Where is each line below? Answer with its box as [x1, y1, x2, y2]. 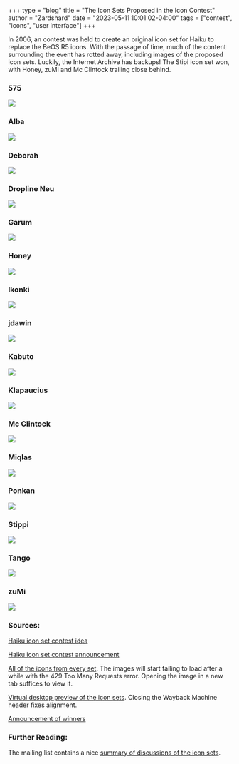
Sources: [8, 620, 41, 630]
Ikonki [8, 285, 30, 295]
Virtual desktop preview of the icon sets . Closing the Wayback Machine [8, 693, 218, 702]
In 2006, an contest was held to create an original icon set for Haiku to [8, 35, 214, 44]
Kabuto [8, 352, 34, 362]
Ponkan [8, 486, 35, 496]
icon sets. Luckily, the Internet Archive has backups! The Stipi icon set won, [8, 58, 230, 66]
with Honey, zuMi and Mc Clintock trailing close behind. [8, 66, 171, 73]
